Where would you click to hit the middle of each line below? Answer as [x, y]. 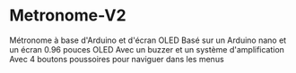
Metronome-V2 [68, 16]
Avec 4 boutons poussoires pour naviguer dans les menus [117, 59]
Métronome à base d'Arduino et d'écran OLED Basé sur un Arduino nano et [148, 40]
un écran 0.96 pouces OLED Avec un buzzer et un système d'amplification [147, 49]
